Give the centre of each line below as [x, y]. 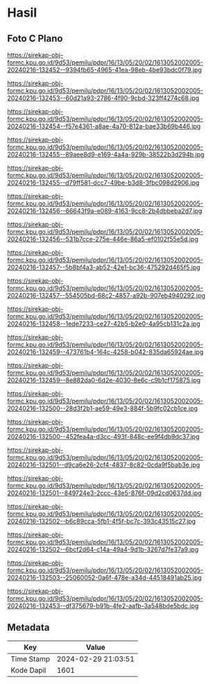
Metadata [28, 627]
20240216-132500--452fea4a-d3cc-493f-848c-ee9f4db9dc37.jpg [103, 436]
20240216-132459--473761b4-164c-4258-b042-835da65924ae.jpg [105, 352]
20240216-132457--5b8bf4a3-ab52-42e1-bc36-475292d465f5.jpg [104, 267]
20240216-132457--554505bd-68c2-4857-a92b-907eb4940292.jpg [106, 295]
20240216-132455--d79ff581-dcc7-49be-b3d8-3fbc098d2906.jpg [103, 183]
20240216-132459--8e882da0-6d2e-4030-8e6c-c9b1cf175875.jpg [104, 380]
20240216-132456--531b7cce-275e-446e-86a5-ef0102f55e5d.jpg [103, 239]
